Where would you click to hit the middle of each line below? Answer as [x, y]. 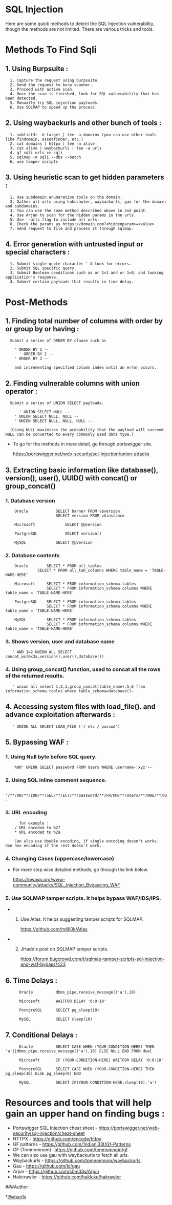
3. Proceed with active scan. [42, 89]
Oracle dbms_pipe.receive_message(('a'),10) [78, 992]
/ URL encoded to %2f [37, 828]
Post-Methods [37, 302]
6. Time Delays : [31, 980]
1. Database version [30, 500]
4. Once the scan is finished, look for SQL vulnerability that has [84, 94]
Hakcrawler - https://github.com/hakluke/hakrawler [67, 1177]
